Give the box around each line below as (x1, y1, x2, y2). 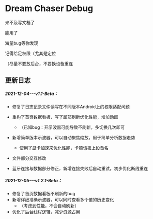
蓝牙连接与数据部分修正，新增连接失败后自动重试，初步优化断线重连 (12, 166, 148, 172)
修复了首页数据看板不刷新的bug (12, 191, 76, 197)
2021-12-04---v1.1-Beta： (5, 91, 59, 96)
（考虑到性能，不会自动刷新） (19, 203, 79, 209)
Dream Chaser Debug (5, 3, 93, 14)
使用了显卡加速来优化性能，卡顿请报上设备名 (19, 145, 109, 151)
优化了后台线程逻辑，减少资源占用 (12, 209, 80, 215)
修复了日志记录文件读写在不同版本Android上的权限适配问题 (12, 104, 130, 109)
